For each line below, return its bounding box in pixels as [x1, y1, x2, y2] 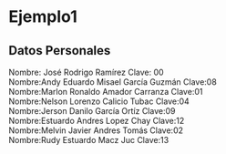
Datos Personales [8, 43, 111, 58]
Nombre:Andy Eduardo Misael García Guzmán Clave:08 [8, 77, 218, 87]
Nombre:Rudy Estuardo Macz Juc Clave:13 [8, 135, 169, 145]
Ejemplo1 [8, 6, 78, 27]
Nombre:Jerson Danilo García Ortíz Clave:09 [8, 106, 176, 116]
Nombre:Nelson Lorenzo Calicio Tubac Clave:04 [8, 96, 190, 107]
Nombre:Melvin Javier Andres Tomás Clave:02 [8, 125, 184, 136]
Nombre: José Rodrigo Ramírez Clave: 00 [8, 67, 165, 77]
